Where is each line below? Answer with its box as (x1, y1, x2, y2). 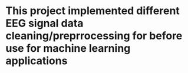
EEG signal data (5, 16, 84, 30)
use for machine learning (5, 42, 131, 55)
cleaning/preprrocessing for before (5, 29, 183, 42)
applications (5, 54, 68, 68)
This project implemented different (5, 4, 180, 18)
